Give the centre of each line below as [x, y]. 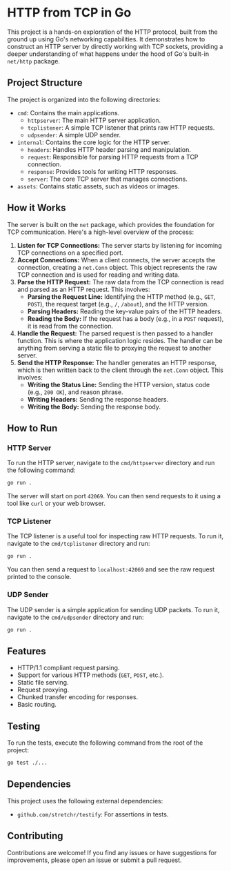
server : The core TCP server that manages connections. [107, 179]
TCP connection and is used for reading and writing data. [98, 275]
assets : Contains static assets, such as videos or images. [98, 186]
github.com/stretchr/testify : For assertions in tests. [93, 814]
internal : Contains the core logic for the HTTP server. [94, 142]
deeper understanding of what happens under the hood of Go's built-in [108, 54]
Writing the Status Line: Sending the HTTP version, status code [119, 384]
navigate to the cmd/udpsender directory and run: [76, 617]
